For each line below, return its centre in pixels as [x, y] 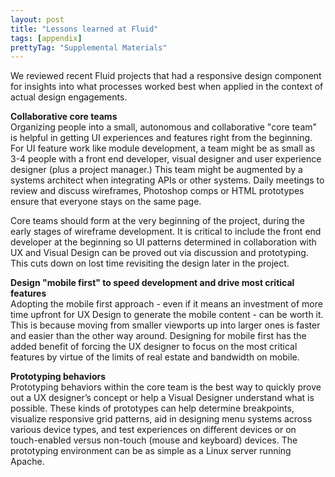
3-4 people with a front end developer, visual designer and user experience [166, 159]
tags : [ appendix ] [46, 38]
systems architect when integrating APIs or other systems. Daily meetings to [167, 180]
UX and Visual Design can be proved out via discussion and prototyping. [159, 253]
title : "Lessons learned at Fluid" [84, 29]
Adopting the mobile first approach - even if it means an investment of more [166, 304]
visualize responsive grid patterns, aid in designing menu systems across [161, 419]
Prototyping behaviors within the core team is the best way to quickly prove [166, 387]
